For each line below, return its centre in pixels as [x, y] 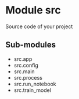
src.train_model [33, 90]
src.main [24, 71]
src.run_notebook [35, 84]
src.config [26, 65]
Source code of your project [39, 26]
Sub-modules [31, 45]
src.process [28, 77]
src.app [23, 59]
